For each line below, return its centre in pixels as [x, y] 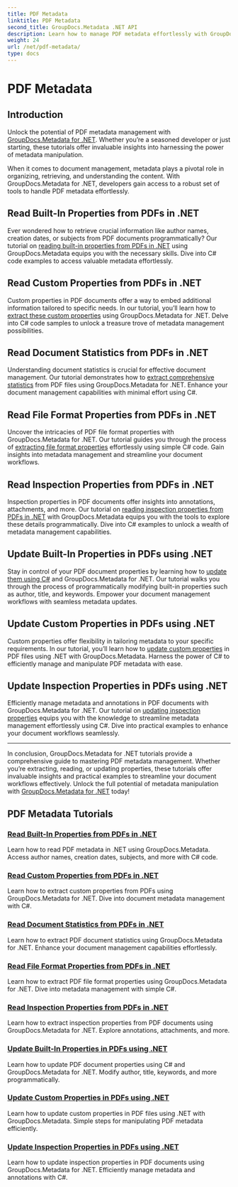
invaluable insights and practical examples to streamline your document [112, 776]
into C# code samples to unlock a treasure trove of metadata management [116, 323]
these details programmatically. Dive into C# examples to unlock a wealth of [118, 524]
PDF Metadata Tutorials [60, 813]
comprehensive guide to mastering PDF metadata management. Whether [114, 761]
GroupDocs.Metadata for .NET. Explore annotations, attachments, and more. [119, 1031]
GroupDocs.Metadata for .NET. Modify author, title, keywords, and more [112, 1072]
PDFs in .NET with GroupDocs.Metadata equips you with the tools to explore [119, 517]
